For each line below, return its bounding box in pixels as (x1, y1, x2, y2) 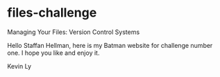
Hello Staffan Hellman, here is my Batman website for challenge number (7, 41, 213, 49)
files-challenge (7, 5, 97, 21)
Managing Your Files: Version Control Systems (7, 28, 140, 36)
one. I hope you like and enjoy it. (7, 49, 100, 57)
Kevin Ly (7, 62, 32, 70)
